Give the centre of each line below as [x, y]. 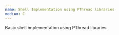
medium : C [15, 14]
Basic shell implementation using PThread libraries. [57, 27]
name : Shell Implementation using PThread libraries [60, 9]
